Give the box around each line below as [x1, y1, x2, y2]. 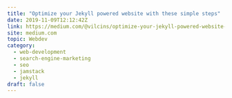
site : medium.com [7, 29, 57, 37]
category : [7, 42, 36, 49]
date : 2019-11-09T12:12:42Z [7, 17, 88, 23]
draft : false [7, 81, 45, 88]
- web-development [13, 49, 67, 56]
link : [7, 23, 23, 30]
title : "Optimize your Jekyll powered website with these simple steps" [7, 10, 221, 17]
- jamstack [13, 68, 45, 75]
